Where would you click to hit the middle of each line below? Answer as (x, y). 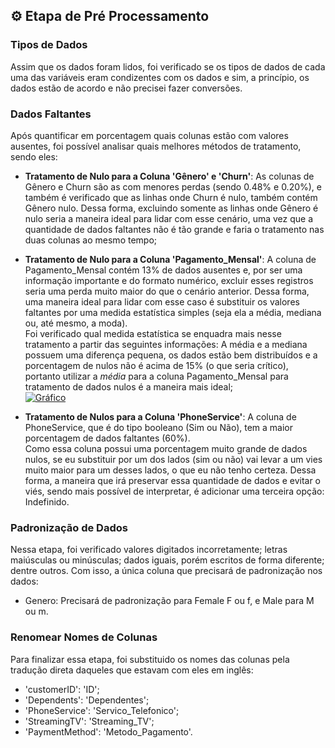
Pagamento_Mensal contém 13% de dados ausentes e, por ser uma (163, 270)
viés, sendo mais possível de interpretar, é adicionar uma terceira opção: (174, 491)
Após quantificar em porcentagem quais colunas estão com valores (149, 135)
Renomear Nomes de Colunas (84, 637)
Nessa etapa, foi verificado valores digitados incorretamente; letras (149, 550)
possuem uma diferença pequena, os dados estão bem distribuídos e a (171, 355)
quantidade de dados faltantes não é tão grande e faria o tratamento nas (174, 229)
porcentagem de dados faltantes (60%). (107, 438)
